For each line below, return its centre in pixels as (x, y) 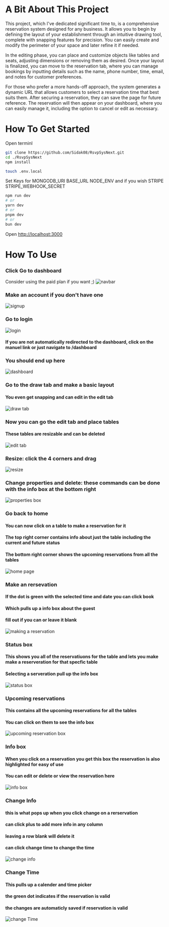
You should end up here (35, 361)
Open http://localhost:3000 (34, 234)
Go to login (19, 319)
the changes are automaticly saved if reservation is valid (67, 908)
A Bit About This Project (57, 9)
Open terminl (19, 143)
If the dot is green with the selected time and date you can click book (80, 597)
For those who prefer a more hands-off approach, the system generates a (83, 87)
